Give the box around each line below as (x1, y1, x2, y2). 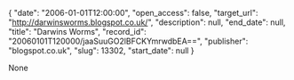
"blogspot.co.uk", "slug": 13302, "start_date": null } (8, 45, 195, 56)
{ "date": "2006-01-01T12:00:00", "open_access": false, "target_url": (8, 8, 258, 18)
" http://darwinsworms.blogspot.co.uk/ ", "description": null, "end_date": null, (8, 17, 286, 28)
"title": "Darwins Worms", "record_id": (8, 27, 147, 36)
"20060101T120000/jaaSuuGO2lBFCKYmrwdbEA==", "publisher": (8, 36, 249, 46)
